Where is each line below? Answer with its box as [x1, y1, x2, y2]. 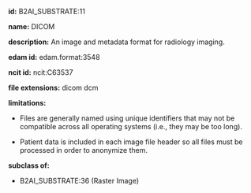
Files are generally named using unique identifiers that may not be [19, 113, 235, 123]
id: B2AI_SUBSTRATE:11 [8, 7, 85, 16]
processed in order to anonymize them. [19, 146, 148, 154]
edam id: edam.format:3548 [8, 53, 100, 61]
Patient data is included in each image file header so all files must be [19, 137, 243, 147]
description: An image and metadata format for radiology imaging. [8, 37, 225, 46]
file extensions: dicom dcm [8, 83, 99, 92]
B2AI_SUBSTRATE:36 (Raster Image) [19, 176, 140, 185]
